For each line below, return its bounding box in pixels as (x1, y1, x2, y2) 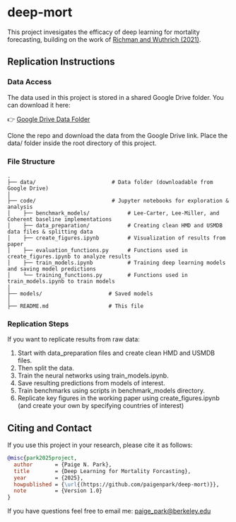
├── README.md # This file (7, 302, 143, 310)
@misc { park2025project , (7, 455, 78, 462)
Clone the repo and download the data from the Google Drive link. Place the (7, 131, 228, 140)
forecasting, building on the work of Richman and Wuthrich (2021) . (7, 35, 201, 43)
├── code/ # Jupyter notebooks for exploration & (7, 197, 230, 204)
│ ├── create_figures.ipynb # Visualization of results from (7, 234, 226, 242)
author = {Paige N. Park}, (13, 461, 112, 468)
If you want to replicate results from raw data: (7, 335, 140, 344)
